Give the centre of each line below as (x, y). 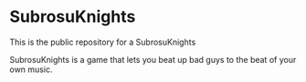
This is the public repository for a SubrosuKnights (103, 42)
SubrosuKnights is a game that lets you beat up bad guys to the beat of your (153, 59)
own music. (31, 69)
